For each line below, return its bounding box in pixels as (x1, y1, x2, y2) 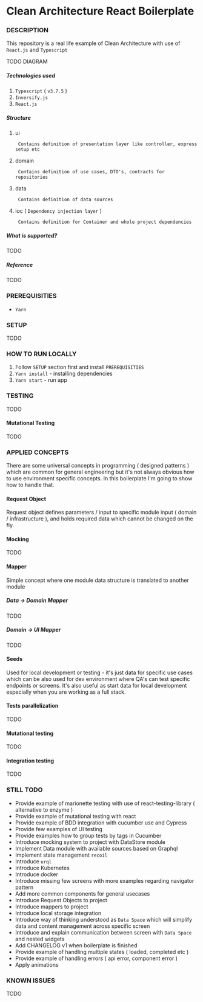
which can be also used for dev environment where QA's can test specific (6, 675, 190, 682)
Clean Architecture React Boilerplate (6, 4, 195, 18)
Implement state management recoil (15, 851, 108, 859)
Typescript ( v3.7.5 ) (15, 87, 68, 95)
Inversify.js (15, 95, 48, 101)
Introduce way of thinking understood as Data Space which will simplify (15, 916, 193, 923)
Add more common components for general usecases (15, 890, 150, 897)
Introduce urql (15, 857, 52, 865)
